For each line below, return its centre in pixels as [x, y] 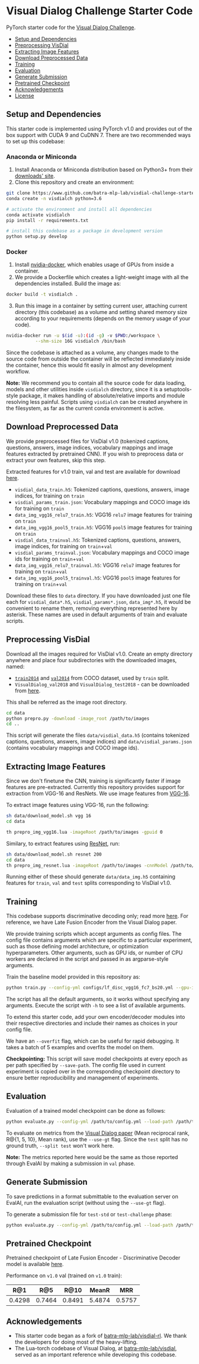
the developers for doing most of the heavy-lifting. [76, 1342]
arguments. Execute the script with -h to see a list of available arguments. [96, 1005]
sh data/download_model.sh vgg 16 [49, 816]
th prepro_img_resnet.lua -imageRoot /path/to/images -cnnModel [87, 865]
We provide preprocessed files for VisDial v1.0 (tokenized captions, [88, 441]
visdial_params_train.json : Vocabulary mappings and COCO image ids [102, 502]
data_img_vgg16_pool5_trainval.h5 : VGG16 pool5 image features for [97, 578]
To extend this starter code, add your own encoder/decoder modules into [96, 1017]
